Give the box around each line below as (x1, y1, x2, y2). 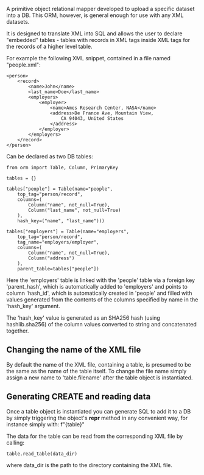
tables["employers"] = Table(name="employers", (6, 228, 130, 234)
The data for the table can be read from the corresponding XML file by (6, 432, 183, 440)
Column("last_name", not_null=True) (28, 207, 121, 213)
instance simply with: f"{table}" (6, 420, 85, 428)
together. (6, 327, 29, 334)
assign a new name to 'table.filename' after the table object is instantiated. (6, 374, 193, 381)
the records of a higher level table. (6, 43, 93, 50)
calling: (6, 438, 25, 446)
